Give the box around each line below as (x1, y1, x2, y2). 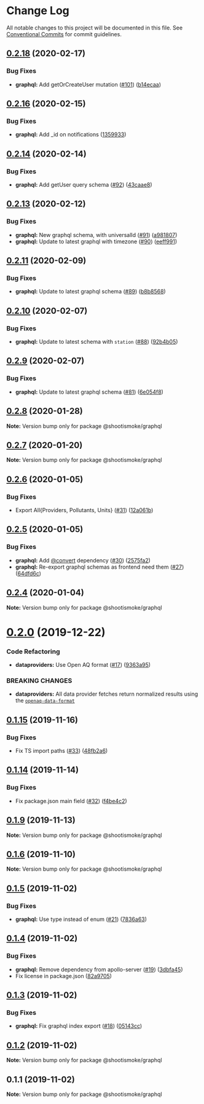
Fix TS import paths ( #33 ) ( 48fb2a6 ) (15, 747, 108, 755)
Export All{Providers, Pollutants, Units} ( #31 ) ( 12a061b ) (15, 507, 154, 514)
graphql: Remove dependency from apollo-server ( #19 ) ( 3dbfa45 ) (15, 965, 183, 973)
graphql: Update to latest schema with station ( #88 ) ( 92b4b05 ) (15, 338, 178, 346)
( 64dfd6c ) (15, 569, 42, 577)
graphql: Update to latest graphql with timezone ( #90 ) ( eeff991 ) (15, 238, 177, 245)
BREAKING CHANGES (6, 676, 73, 685)
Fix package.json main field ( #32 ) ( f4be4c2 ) (15, 797, 127, 804)
